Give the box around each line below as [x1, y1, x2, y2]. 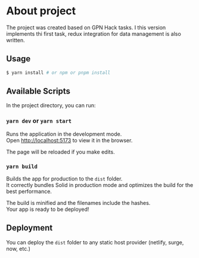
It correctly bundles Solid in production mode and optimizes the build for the [6, 182, 194, 189]
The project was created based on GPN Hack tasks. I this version [6, 24, 166, 31]
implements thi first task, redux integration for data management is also [6, 30, 182, 37]
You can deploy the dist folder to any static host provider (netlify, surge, [6, 238, 184, 245]
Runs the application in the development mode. [6, 130, 122, 138]
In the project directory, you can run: [6, 102, 96, 109]
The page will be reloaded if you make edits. [6, 148, 115, 156]
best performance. [6, 188, 52, 195]
